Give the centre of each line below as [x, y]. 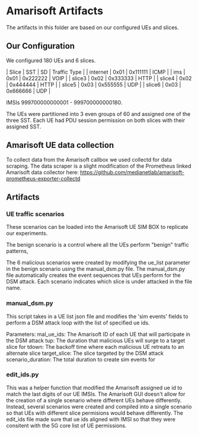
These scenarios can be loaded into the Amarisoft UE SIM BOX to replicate [97, 227]
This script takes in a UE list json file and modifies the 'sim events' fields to [97, 316]
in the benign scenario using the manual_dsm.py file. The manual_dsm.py [96, 269]
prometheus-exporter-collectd [43, 178]
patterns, [17, 251]
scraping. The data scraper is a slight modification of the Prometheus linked [99, 166]
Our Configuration [41, 46]
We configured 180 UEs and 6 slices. [51, 60]
